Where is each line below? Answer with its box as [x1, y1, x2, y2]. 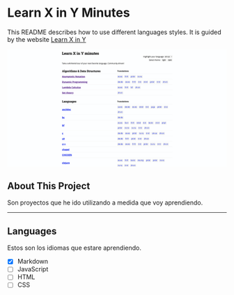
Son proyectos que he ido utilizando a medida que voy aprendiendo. [7, 198, 203, 207]
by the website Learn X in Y [7, 35, 86, 43]
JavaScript [17, 265, 49, 273]
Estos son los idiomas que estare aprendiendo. [7, 244, 141, 252]
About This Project [7, 180, 91, 192]
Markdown [17, 257, 49, 266]
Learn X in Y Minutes [7, 5, 130, 21]
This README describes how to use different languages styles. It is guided [7, 28, 221, 36]
